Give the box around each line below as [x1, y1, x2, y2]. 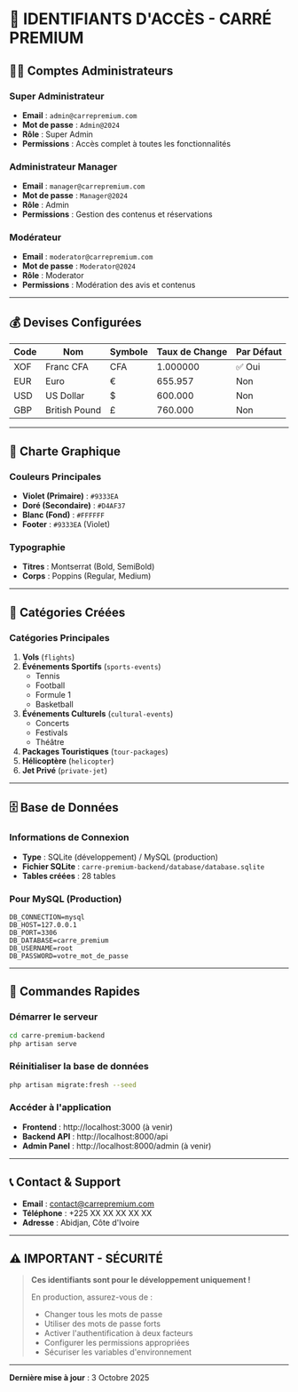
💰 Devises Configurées [9, 315, 142, 330]
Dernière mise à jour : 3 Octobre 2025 [9, 1372, 150, 1383]
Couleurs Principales [9, 470, 102, 483]
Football [35, 680, 66, 691]
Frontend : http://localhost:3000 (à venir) [21, 1121, 173, 1132]
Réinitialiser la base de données [9, 1060, 149, 1073]
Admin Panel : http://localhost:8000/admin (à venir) [21, 1140, 212, 1151]
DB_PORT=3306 [9, 928, 58, 937]
